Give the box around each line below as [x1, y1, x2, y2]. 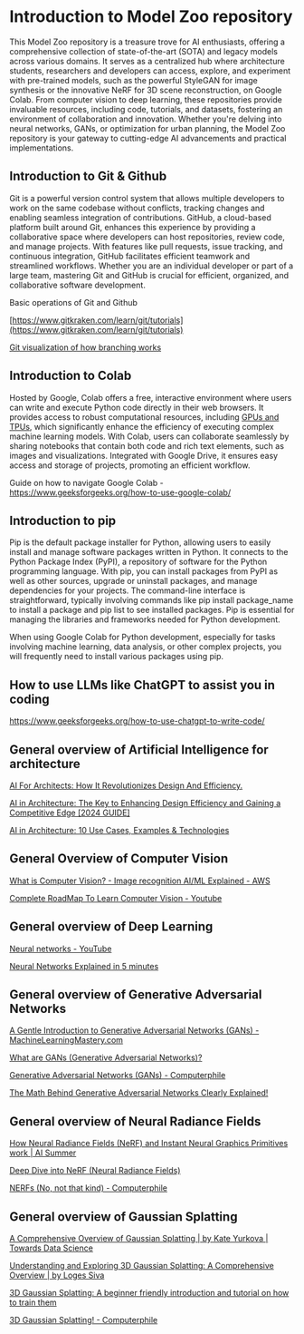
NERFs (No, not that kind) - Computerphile [9, 1183, 167, 1193]
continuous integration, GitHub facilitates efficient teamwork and [9, 250, 251, 261]
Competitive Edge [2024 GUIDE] [9, 807, 130, 818]
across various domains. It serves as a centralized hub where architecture [9, 55, 285, 66]
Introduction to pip [9, 512, 117, 528]
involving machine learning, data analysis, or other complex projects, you [9, 641, 282, 652]
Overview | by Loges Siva [9, 1270, 105, 1280]
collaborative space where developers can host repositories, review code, [9, 231, 285, 242]
